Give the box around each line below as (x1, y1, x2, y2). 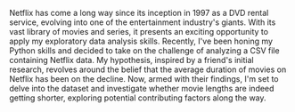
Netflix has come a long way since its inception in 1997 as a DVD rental (9, 8, 269, 18)
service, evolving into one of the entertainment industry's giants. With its (9, 17, 276, 28)
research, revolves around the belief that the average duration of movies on (9, 64, 287, 75)
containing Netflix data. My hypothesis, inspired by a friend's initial (9, 55, 254, 65)
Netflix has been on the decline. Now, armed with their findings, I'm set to (9, 74, 279, 84)
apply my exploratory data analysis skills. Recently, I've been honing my (9, 36, 274, 46)
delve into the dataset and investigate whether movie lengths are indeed (9, 84, 275, 93)
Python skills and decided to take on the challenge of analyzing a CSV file (9, 45, 280, 56)
